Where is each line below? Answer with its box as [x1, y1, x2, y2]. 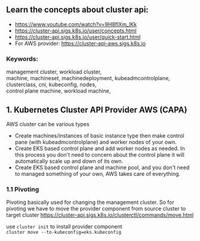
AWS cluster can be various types [6, 120, 90, 127]
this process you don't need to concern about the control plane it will [14, 151, 185, 158]
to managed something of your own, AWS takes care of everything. [14, 170, 181, 177]
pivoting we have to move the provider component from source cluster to [6, 205, 186, 212]
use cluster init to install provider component [6, 223, 122, 230]
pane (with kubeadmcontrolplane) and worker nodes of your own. [14, 138, 177, 145]
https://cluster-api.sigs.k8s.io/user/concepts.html [14, 27, 137, 34]
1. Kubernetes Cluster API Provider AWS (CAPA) [6, 105, 187, 115]
